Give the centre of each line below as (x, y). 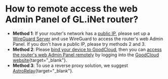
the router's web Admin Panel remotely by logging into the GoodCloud (86, 55)
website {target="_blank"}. (40, 60)
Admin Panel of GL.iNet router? (72, 19)
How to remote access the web (72, 9)
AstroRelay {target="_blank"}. (43, 70)
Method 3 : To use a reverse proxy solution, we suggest (70, 65)
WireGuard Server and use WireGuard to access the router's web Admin (88, 39)
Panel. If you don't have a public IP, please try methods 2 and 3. (79, 44)
